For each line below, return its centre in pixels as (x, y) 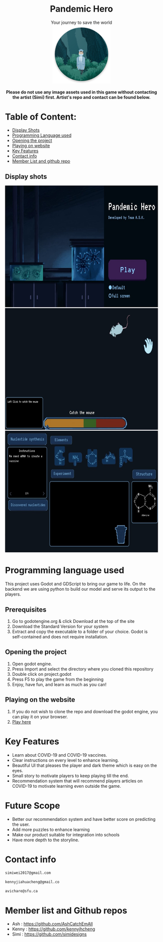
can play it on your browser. (40, 717)
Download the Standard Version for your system (60, 627)
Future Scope (33, 806)
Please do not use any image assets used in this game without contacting (81, 92)
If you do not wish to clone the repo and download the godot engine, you (85, 711)
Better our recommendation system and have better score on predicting (84, 819)
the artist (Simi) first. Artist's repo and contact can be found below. (81, 97)
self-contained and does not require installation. (60, 637)
